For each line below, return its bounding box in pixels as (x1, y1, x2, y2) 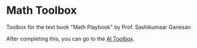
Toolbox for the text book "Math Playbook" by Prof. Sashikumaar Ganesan (6, 23, 191, 31)
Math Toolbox (6, 4, 77, 17)
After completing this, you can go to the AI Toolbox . (6, 35, 135, 42)
